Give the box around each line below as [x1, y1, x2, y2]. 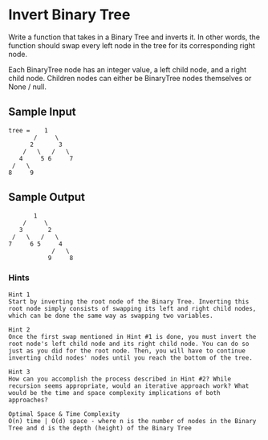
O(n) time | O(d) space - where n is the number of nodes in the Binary [8, 417, 257, 425]
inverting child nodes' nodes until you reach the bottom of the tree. [8, 353, 253, 362]
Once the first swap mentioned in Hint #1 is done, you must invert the [8, 332, 257, 340]
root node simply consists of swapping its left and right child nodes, [8, 304, 257, 312]
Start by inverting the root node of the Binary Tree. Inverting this [8, 297, 250, 306]
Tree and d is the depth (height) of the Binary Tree [8, 424, 193, 432]
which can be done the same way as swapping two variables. [8, 312, 214, 320]
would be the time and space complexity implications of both [8, 389, 221, 397]
